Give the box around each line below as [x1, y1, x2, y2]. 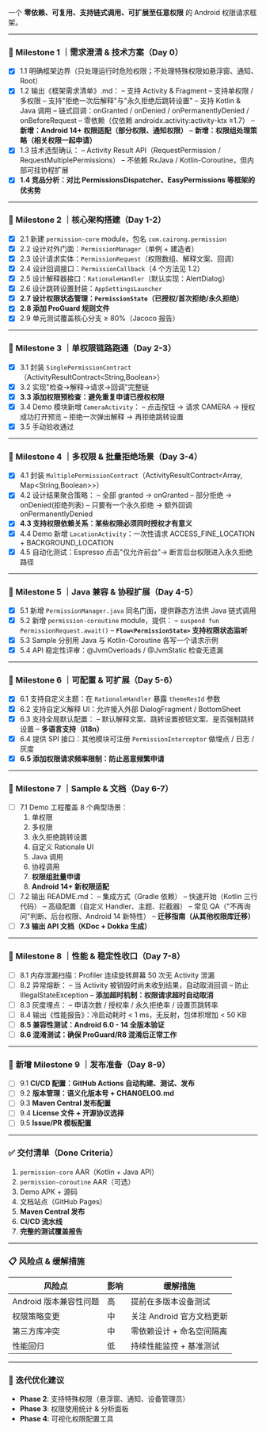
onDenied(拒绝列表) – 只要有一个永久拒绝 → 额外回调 [19, 500, 192, 510]
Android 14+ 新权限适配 [31, 882, 109, 891]
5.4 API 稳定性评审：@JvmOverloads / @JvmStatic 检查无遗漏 [19, 645, 224, 655]
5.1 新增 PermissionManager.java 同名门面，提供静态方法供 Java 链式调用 [19, 606, 256, 615]
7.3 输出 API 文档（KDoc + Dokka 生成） [19, 921, 152, 931]
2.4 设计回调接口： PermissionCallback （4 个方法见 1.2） [19, 264, 204, 274]
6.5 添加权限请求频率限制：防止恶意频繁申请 [19, 753, 165, 763]
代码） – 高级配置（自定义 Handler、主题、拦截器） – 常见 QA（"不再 [19, 901, 244, 911]
